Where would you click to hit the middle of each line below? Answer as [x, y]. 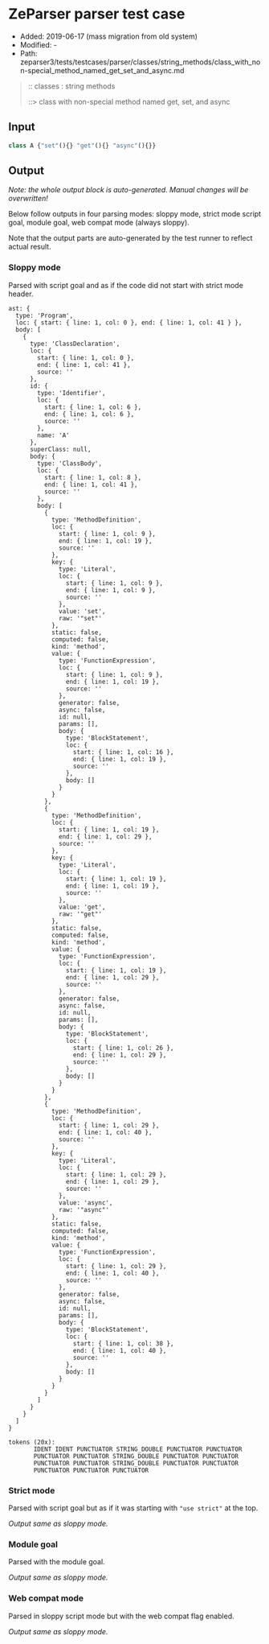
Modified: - [39, 44]
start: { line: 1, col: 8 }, [93, 477]
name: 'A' [53, 435]
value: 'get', [82, 907]
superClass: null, [60, 449]
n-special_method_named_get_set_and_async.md [102, 70]
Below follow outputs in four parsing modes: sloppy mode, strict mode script [135, 214]
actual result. [30, 247]
